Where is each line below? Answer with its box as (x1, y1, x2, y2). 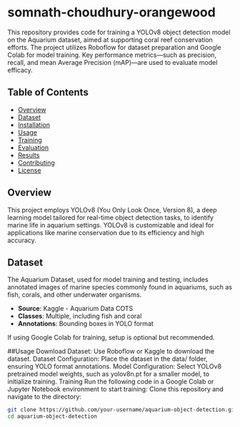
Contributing (17, 158, 55, 167)
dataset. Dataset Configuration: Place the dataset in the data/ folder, (7, 354, 209, 364)
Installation (17, 120, 51, 129)
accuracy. (7, 236, 37, 245)
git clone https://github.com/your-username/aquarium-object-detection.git (7, 406, 238, 413)
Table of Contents (7, 86, 89, 98)
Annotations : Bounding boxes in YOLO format (17, 319, 154, 328)
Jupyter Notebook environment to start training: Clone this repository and (7, 385, 224, 393)
